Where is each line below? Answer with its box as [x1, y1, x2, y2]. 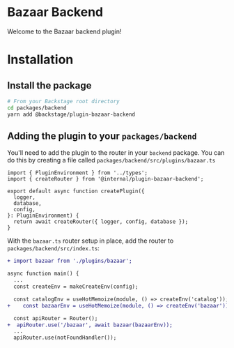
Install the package [7, 80, 92, 91]
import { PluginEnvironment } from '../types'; [7, 169, 148, 176]
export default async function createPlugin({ [7, 188, 145, 195]
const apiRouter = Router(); [13, 315, 98, 321]
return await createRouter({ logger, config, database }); [13, 218, 189, 225]
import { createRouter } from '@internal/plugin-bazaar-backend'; [7, 176, 204, 183]
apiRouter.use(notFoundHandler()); [13, 334, 117, 342]
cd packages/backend [7, 104, 68, 112]
